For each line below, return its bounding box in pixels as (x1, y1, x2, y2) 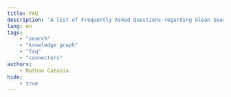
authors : (7, 61, 32, 68)
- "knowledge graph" (19, 42, 78, 48)
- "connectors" (19, 55, 63, 61)
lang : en (7, 23, 32, 29)
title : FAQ (7, 10, 38, 17)
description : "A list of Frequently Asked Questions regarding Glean (7, 16, 211, 23)
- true (19, 80, 38, 87)
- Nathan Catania (19, 67, 69, 74)
